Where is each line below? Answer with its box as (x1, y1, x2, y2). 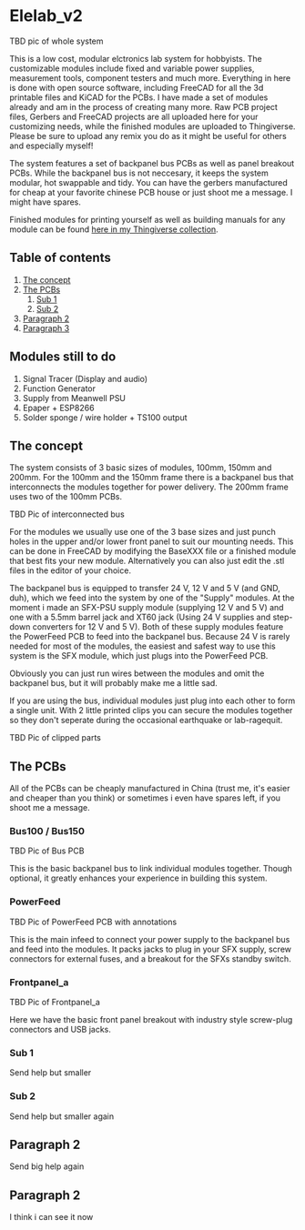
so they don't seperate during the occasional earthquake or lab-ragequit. (9, 715, 283, 726)
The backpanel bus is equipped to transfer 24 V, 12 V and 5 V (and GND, (9, 583, 280, 594)
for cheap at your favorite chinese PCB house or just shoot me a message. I (9, 187, 293, 197)
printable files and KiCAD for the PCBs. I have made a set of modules (9, 92, 269, 103)
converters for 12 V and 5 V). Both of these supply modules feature (32, 621, 284, 632)
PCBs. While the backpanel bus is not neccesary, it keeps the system (9, 167, 269, 178)
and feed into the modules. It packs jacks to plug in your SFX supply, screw (9, 943, 292, 954)
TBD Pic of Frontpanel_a (9, 997, 100, 1008)
